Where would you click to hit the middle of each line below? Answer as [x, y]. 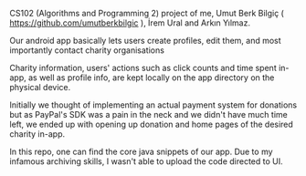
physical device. [40, 87]
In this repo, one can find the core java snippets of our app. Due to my [141, 151]
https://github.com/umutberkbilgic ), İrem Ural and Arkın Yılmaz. [130, 23]
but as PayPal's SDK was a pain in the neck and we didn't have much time [148, 114]
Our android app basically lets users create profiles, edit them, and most [145, 41]
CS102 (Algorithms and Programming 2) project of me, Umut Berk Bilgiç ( [147, 13]
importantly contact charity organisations [87, 50]
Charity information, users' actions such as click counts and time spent [143, 68]
